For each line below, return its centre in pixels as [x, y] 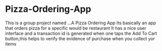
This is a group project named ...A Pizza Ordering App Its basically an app [81, 23]
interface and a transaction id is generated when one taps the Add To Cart [81, 33]
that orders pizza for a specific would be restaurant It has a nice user [76, 28]
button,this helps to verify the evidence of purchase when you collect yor [80, 39]
